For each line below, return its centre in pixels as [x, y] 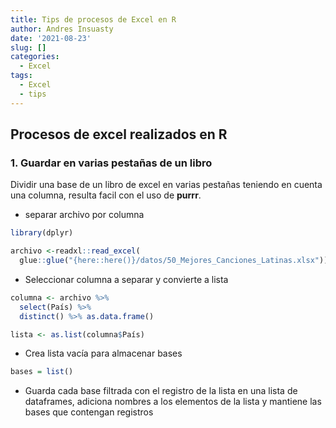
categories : [35, 57]
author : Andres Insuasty [62, 29]
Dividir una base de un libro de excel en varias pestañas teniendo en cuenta [166, 185]
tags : [21, 76]
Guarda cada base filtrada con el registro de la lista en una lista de [161, 391]
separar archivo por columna [84, 215]
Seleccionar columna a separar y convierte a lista [126, 279]
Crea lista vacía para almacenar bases [103, 353]
